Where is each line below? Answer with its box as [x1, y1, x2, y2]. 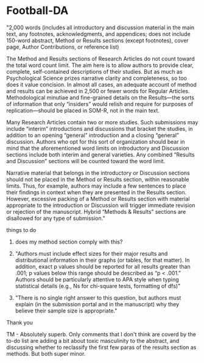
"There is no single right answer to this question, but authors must [15, 294, 181, 301]
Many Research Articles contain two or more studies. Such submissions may [6, 118, 199, 125]
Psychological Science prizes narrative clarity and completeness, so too [6, 74, 188, 82]
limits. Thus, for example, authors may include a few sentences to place [6, 182, 186, 189]
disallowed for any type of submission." [6, 214, 105, 222]
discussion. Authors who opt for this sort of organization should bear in [6, 138, 185, 145]
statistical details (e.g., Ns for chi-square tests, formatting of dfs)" [15, 282, 181, 289]
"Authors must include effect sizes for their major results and [15, 250, 168, 257]
